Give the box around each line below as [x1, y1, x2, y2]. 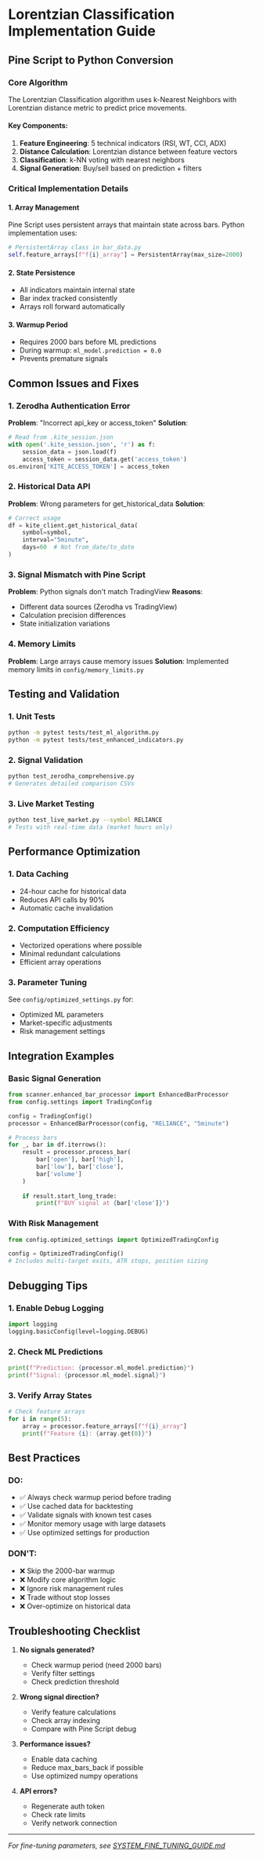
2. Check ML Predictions [8, 1346, 103, 1357]
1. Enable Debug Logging [8, 1302, 104, 1313]
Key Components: [8, 121, 68, 130]
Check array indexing [31, 1716, 100, 1725]
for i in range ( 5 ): [8, 1414, 72, 1422]
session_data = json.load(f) [22, 447, 117, 456]
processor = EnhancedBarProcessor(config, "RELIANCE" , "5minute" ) [8, 1119, 229, 1127]
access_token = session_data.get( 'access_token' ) [22, 455, 188, 463]
